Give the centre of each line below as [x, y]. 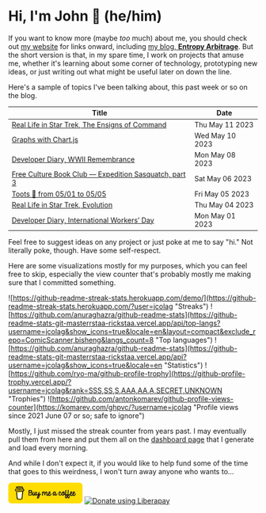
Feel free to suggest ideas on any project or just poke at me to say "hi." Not [131, 241]
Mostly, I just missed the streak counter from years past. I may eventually [127, 431]
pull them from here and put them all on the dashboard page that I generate [131, 439]
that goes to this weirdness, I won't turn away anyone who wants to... [121, 471]
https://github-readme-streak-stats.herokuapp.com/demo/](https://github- [135, 298]
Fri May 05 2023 [222, 194]
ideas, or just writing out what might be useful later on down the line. [120, 71]
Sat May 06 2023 [223, 178]
